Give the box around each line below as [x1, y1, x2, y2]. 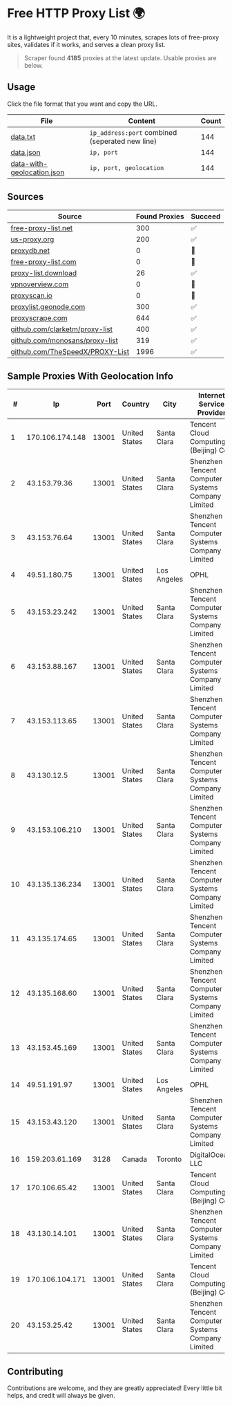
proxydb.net [10, 246, 50, 255]
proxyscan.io [10, 290, 53, 300]
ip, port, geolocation [89, 164, 164, 172]
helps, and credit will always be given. [7, 1391, 115, 1400]
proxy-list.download [10, 268, 77, 277]
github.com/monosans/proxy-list [10, 335, 119, 345]
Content [128, 115, 156, 125]
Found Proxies [135, 212, 184, 221]
